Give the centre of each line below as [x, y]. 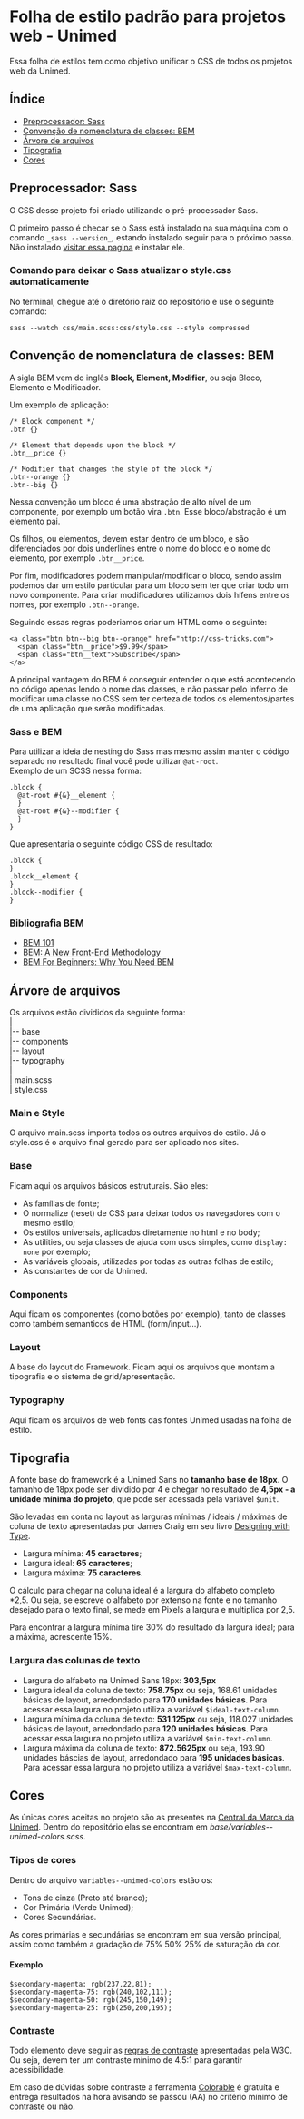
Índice [27, 99]
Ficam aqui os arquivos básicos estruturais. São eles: [109, 1185]
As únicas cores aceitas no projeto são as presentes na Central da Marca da [152, 1818]
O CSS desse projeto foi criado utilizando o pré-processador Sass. [134, 210]
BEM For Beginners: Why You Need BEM [98, 962]
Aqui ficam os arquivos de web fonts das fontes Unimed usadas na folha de [151, 1420]
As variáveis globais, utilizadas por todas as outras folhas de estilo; [148, 1261]
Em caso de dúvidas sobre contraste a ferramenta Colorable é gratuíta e [144, 2087]
